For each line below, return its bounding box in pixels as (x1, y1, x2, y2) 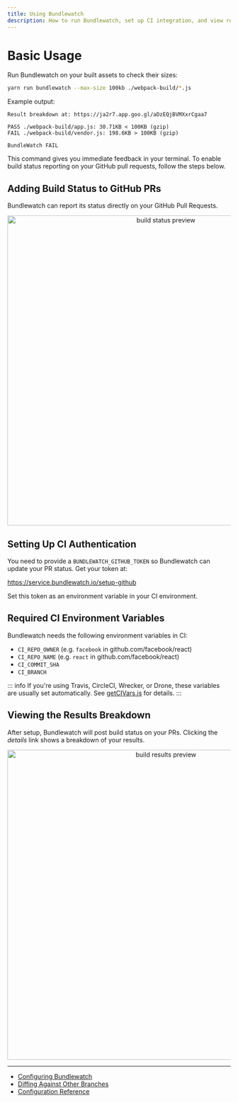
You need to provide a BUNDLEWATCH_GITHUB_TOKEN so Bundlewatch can (7, 557, 210, 565)
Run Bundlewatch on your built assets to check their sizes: (7, 71, 178, 79)
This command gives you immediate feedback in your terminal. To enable (7, 154, 222, 163)
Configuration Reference (17, 1087, 90, 1095)
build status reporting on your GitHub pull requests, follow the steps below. (7, 162, 226, 171)
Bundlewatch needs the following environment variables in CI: (7, 631, 188, 640)
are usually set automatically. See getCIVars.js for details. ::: (7, 689, 182, 697)
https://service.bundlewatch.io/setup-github (7, 578, 137, 587)
